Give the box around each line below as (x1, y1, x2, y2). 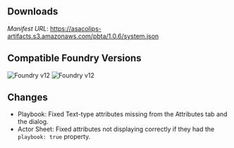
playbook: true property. (17, 132, 91, 141)
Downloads (7, 6, 58, 18)
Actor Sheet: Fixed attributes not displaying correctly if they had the (17, 125, 215, 133)
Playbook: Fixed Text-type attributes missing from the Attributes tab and (17, 110, 228, 118)
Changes (7, 92, 48, 104)
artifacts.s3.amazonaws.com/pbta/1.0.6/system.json (7, 32, 159, 40)
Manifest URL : (7, 24, 49, 32)
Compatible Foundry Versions (7, 52, 142, 64)
